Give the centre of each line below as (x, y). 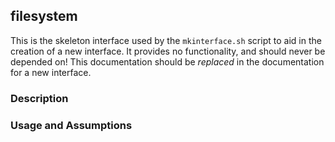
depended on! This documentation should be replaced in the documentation (167, 61)
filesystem (44, 16)
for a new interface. (51, 72)
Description (39, 98)
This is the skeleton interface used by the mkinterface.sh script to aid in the (166, 40)
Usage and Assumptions (71, 125)
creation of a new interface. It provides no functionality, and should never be (168, 51)
